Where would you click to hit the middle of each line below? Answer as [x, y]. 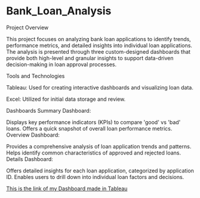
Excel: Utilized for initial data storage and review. [66, 99]
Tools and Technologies [36, 76]
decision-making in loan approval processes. [61, 64]
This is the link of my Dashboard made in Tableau [67, 188]
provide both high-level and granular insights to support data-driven [90, 58]
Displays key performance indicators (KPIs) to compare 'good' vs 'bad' [93, 122]
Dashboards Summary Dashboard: [49, 110]
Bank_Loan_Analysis [59, 11]
